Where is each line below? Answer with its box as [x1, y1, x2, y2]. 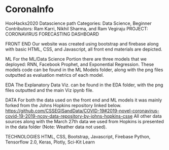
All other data [133, 113, 162, 119]
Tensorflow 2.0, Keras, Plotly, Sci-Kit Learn [5, 139, 95, 145]
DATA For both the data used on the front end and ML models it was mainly [5, 97, 162, 103]
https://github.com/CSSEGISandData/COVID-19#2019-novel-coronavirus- [5, 108, 160, 114]
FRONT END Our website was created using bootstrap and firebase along [5, 40, 159, 46]
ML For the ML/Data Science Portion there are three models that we [5, 56, 147, 62]
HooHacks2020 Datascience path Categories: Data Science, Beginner [5, 20, 152, 26]
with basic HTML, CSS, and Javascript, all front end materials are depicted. [5, 46, 162, 52]
